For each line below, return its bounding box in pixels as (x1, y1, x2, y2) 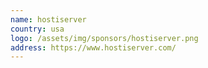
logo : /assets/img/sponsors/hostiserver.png (10, 33, 199, 43)
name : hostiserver (10, 14, 87, 25)
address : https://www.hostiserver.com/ (10, 42, 177, 53)
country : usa (10, 24, 65, 34)
